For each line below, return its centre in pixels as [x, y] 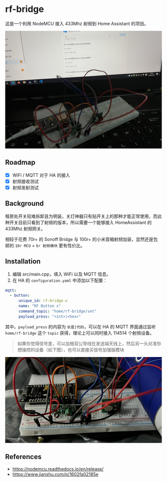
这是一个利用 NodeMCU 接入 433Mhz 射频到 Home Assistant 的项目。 [77, 23]
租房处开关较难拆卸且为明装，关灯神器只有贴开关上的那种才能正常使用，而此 [83, 216]
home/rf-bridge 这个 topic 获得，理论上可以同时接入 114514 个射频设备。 [80, 333]
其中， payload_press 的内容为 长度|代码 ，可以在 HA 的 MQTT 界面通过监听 [81, 327]
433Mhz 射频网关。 [25, 229]
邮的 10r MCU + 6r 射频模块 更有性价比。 [45, 245]
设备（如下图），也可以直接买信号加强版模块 [79, 350]
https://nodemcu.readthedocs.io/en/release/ [58, 469]
